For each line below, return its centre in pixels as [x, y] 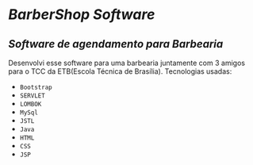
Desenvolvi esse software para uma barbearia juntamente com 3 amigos [127, 63]
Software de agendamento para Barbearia [116, 44]
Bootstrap [36, 87]
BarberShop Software [82, 15]
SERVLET [32, 96]
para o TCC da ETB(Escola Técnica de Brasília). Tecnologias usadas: [120, 71]
